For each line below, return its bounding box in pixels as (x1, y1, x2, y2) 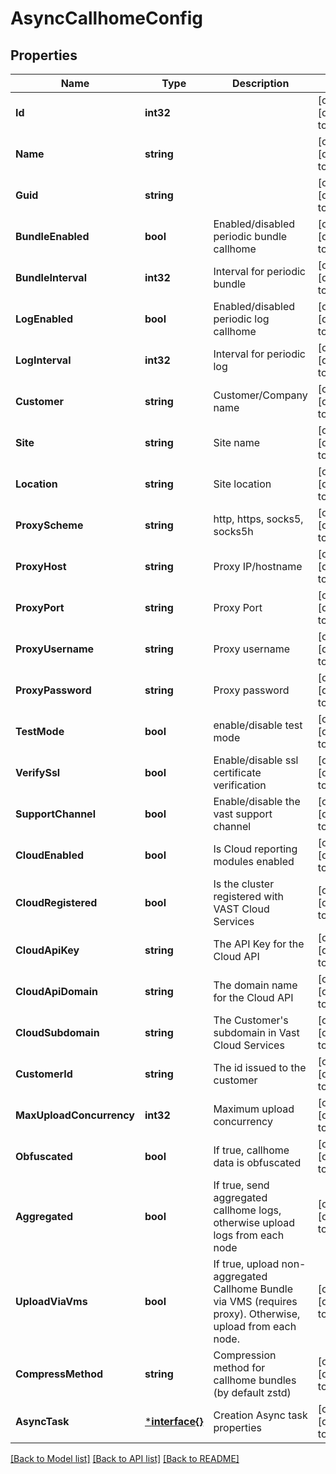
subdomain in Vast (213, 1026, 300, 1039)
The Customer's (213, 1013, 289, 1027)
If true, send (213, 1178, 270, 1192)
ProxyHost (15, 560, 67, 573)
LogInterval (15, 353, 72, 367)
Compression (213, 1348, 277, 1362)
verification (213, 778, 267, 792)
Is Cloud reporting (213, 842, 298, 856)
